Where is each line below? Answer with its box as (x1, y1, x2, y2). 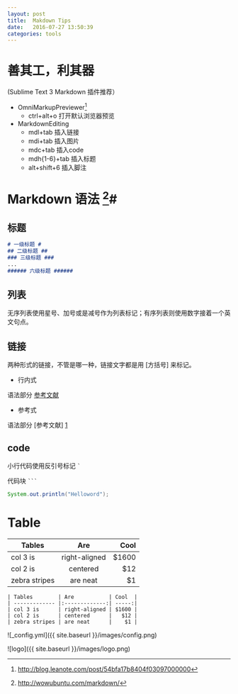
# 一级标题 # (7, 241, 42, 248)
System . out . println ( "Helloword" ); (7, 491, 110, 498)
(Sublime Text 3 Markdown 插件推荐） (7, 88, 119, 96)
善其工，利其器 (7, 63, 95, 79)
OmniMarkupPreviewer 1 (17, 102, 87, 111)
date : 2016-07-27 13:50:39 (7, 23, 93, 30)
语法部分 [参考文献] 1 (7, 421, 68, 430)
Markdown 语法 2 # (7, 189, 118, 208)
